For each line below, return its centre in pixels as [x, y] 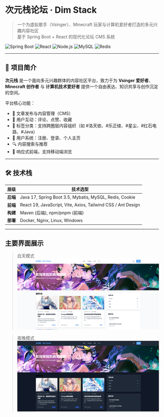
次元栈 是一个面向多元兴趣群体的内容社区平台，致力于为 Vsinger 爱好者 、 [79, 80]
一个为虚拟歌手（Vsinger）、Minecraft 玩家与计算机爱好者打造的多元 [85, 24]
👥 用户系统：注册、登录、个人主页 [46, 138]
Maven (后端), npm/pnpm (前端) [52, 213]
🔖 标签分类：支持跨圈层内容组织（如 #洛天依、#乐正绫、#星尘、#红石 [82, 126]
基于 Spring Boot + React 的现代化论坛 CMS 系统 [66, 37]
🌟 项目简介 [21, 68]
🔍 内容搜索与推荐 [30, 144]
